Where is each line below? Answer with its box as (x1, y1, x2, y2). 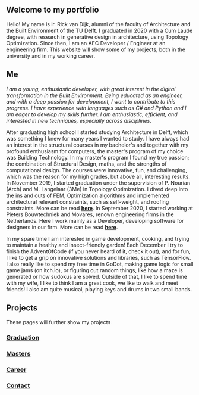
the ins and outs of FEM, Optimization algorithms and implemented (6, 192, 169, 199)
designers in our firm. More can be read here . (6, 223, 118, 231)
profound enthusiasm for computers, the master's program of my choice (6, 147, 184, 154)
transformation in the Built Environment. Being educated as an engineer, (6, 92, 184, 99)
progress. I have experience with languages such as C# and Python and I (6, 104, 187, 111)
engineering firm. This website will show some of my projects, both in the (6, 46, 186, 53)
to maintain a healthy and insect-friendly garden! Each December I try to (6, 241, 183, 248)
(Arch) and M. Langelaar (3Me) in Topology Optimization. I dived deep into (6, 185, 188, 192)
